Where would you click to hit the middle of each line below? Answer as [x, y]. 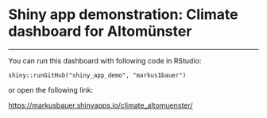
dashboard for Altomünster [100, 31]
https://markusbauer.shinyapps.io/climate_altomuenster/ [101, 105]
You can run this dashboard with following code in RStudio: [105, 60]
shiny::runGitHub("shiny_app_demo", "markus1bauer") [97, 75]
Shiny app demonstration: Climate [123, 15]
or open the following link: [51, 89]
